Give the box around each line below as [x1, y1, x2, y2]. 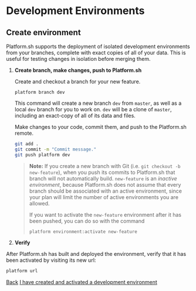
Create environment [6, 28, 81, 37]
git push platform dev [14, 152, 70, 158]
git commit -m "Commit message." [14, 146, 97, 152]
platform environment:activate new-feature [29, 228, 138, 235]
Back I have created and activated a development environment [6, 278, 157, 285]
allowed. [29, 200, 50, 207]
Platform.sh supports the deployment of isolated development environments [6, 43, 190, 50]
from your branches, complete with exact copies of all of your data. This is [6, 49, 186, 56]
